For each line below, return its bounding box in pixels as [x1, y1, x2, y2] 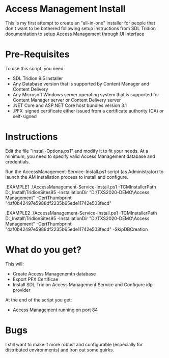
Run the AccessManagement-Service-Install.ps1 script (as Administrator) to [5, 169, 164, 175]
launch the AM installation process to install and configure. [5, 174, 128, 180]
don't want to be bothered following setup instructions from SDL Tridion [5, 25, 156, 31]
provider [12, 287, 31, 293]
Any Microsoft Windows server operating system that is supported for [12, 91, 159, 97]
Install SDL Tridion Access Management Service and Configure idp [12, 281, 153, 288]
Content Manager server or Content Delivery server [12, 97, 121, 103]
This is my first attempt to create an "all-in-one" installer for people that [5, 20, 155, 26]
